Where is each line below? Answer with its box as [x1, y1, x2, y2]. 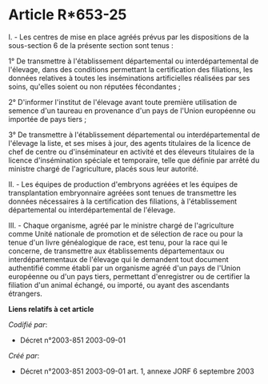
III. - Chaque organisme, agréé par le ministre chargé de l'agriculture [8, 220, 234, 230]
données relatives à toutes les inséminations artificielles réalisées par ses [8, 73, 250, 83]
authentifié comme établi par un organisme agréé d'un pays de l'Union [8, 263, 242, 273]
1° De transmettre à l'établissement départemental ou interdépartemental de [8, 56, 259, 66]
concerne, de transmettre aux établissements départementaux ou [8, 246, 225, 256]
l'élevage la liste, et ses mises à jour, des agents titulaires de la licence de [8, 138, 251, 148]
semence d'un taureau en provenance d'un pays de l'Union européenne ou [8, 106, 256, 115]
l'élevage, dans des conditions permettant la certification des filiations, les [8, 64, 254, 74]
